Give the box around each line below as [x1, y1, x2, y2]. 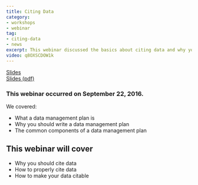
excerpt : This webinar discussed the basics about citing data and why [6, 47, 186, 53]
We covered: [6, 103, 37, 110]
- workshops [6, 19, 35, 25]
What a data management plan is [14, 114, 95, 121]
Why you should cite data [14, 160, 77, 167]
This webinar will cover [6, 144, 93, 154]
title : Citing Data [6, 8, 54, 15]
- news [6, 42, 22, 48]
